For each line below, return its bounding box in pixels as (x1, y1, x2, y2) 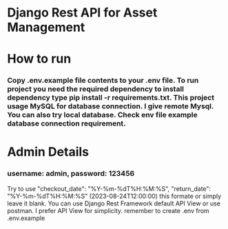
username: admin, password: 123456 (7, 169, 135, 179)
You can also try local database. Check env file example (7, 110, 198, 120)
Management (7, 19, 85, 35)
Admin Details (7, 144, 90, 160)
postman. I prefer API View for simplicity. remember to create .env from (7, 206, 210, 215)
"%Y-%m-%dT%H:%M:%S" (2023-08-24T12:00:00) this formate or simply (7, 192, 222, 200)
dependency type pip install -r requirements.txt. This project (7, 93, 215, 103)
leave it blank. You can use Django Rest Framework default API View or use (7, 199, 221, 208)
